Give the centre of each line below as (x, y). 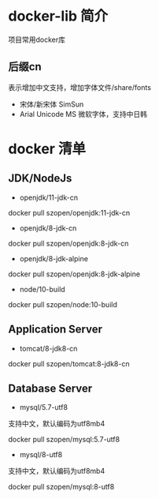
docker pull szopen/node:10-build (63, 304)
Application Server (55, 330)
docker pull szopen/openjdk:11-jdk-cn (69, 212)
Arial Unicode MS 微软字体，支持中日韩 (83, 114)
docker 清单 (47, 149)
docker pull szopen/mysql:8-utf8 (61, 487)
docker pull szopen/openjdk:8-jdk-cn (68, 243)
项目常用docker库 (37, 39)
